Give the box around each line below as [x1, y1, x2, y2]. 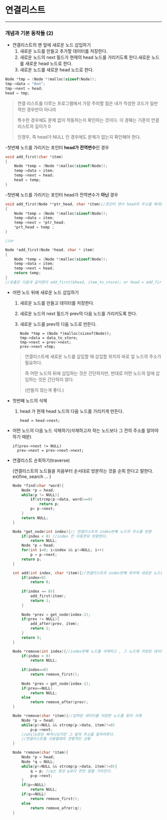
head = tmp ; [5, 91, 30, 96]
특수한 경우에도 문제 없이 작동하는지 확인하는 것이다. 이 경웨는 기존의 [17, 117, 150, 123]
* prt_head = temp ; [14, 225, 55, 230]
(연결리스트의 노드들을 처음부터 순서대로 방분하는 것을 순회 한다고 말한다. [12, 468, 154, 474]
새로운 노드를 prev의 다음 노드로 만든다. [19, 321, 97, 327]
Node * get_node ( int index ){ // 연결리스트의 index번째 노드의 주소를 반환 [12, 529, 152, 534]
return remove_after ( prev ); [30, 700, 88, 705]
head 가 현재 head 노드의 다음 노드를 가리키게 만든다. [19, 408, 124, 414]
